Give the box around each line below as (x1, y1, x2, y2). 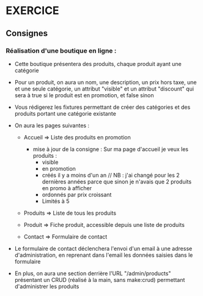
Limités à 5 (42, 197, 70, 205)
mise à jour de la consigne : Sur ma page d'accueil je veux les (32, 145, 189, 153)
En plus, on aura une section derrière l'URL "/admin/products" (14, 270, 171, 277)
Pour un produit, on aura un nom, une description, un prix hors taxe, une (14, 78, 197, 86)
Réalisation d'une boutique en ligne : (6, 46, 117, 55)
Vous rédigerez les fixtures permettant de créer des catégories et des (14, 103, 191, 111)
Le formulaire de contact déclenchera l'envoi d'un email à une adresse (14, 245, 193, 252)
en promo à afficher (42, 184, 92, 191)
